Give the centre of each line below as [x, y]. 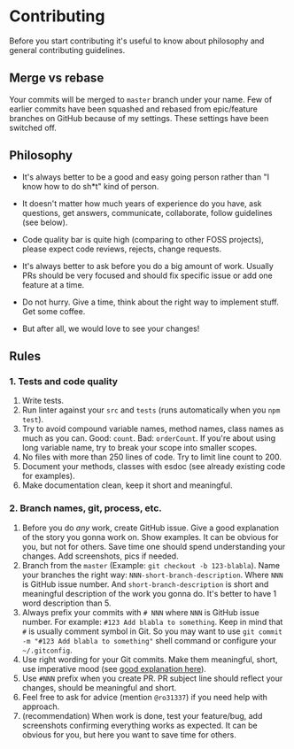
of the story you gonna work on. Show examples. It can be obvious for [150, 537]
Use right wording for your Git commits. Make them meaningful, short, [150, 659]
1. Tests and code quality [63, 381]
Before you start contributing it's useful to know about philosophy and [137, 41]
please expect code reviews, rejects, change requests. [122, 249]
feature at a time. [53, 284]
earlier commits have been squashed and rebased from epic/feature [134, 109]
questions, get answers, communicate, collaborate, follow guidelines [147, 212]
